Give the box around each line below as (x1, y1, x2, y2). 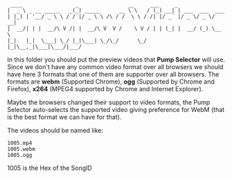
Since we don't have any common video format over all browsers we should (7, 63, 224, 70)
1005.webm (7, 146, 36, 153)
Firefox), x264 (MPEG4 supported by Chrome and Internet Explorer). (7, 85, 204, 93)
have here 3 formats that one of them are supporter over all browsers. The (7, 70, 220, 78)
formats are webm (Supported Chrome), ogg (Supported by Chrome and (7, 77, 215, 86)
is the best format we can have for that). (7, 113, 122, 121)
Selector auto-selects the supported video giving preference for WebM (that (7, 106, 225, 113)
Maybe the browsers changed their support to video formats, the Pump (7, 98, 211, 106)
